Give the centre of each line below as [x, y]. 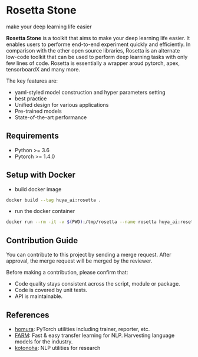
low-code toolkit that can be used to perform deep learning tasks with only [97, 57]
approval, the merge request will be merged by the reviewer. [79, 261]
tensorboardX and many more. [43, 69]
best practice [31, 99]
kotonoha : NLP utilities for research [57, 348]
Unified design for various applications [62, 104]
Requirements [32, 136]
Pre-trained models [38, 111]
